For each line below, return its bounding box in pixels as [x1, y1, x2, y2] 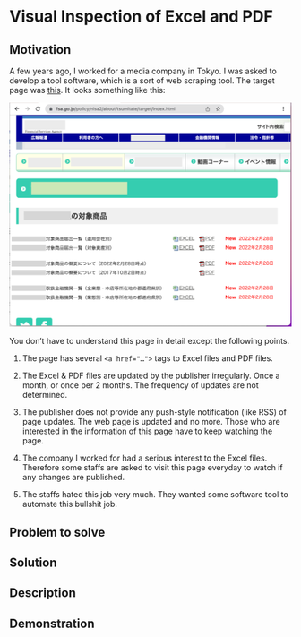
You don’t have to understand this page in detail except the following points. [9, 336, 290, 347]
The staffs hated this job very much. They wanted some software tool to [21, 489, 288, 500]
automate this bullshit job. [21, 499, 118, 510]
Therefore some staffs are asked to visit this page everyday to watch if [21, 462, 284, 473]
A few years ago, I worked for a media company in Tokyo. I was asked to [9, 65, 278, 76]
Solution [9, 555, 57, 570]
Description [9, 585, 76, 601]
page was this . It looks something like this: [9, 85, 166, 95]
